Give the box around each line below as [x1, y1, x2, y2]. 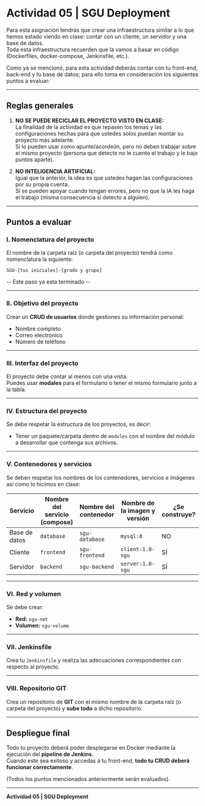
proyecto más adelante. [15, 136, 75, 144]
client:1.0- [120, 546, 156, 552]
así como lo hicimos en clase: [6, 480, 81, 488]
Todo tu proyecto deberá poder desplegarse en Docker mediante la [6, 744, 176, 752]
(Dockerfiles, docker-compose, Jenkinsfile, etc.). [6, 52, 129, 59]
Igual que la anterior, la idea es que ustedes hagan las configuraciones [15, 174, 193, 181]
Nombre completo [15, 324, 61, 332]
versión [127, 514, 149, 522]
